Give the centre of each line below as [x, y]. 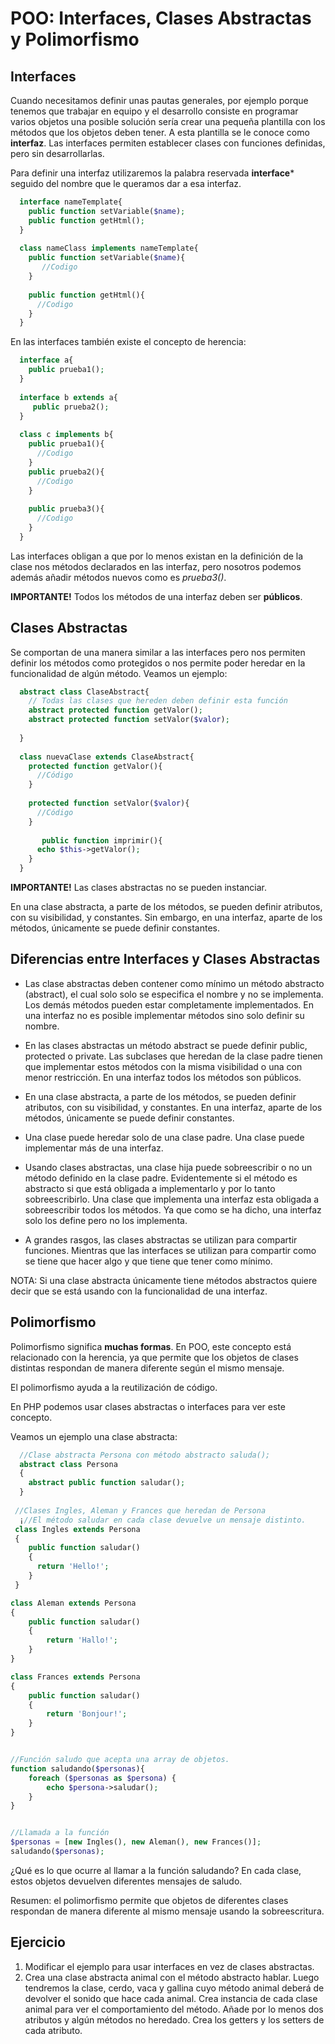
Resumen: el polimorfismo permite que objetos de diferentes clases [149, 1900]
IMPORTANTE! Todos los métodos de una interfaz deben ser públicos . [156, 596]
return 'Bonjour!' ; [87, 1714]
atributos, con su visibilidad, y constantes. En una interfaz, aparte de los [173, 1107]
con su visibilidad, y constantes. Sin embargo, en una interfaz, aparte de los [166, 918]
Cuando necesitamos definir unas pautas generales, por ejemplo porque [159, 100]
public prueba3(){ [66, 509]
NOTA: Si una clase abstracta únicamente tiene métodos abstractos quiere [164, 1280]
